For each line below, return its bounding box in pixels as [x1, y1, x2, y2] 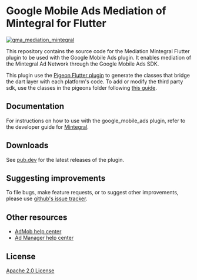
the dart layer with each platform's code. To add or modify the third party [6, 78, 183, 85]
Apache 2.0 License [6, 267, 55, 274]
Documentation [6, 102, 65, 112]
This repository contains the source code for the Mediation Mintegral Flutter [6, 47, 190, 54]
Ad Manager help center [14, 235, 74, 242]
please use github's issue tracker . [6, 195, 88, 202]
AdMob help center [14, 228, 62, 235]
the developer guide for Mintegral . [6, 123, 89, 131]
